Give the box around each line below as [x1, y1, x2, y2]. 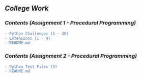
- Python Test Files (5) [5, 64, 58, 69]
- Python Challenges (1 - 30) [5, 31, 69, 36]
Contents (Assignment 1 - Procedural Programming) [5, 19, 136, 27]
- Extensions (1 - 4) [5, 36, 51, 41]
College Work [5, 4, 49, 13]
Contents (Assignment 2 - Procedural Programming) [5, 53, 137, 60]
